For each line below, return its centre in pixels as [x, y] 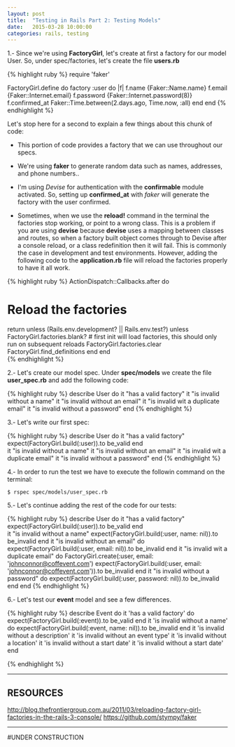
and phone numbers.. [48, 173]
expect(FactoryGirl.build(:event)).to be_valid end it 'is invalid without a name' [117, 621]
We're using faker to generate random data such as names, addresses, [120, 166]
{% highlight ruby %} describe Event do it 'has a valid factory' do [101, 613]
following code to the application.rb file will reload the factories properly [122, 260]
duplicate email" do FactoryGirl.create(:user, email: [80, 556]
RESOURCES [35, 693]
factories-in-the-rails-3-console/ [55, 717]
